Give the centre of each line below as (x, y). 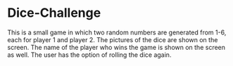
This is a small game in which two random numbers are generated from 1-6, (117, 32)
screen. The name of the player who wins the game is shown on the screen (116, 47)
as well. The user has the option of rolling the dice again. (89, 55)
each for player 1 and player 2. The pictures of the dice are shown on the (113, 39)
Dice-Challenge (54, 13)
